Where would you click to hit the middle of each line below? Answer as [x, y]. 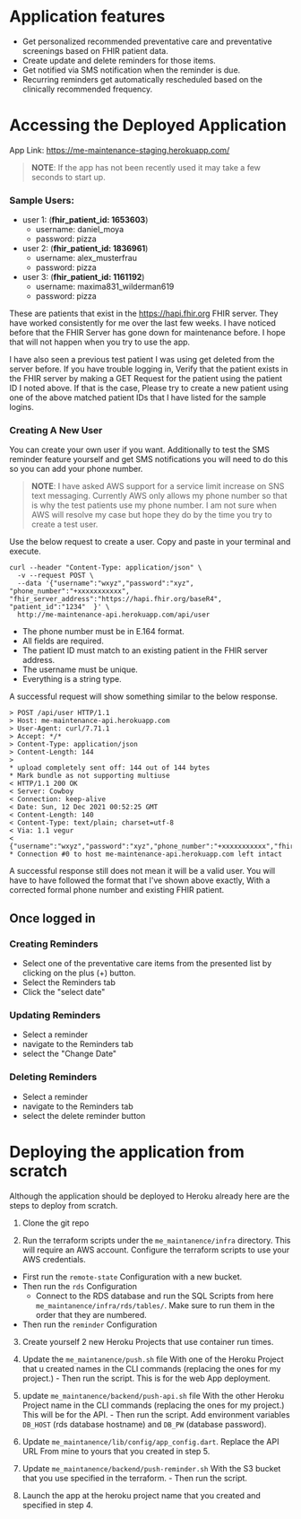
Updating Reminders [55, 1016]
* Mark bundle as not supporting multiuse [90, 776]
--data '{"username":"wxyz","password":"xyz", [106, 584]
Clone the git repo [56, 1223]
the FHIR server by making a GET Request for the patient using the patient [146, 379]
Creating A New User [56, 431]
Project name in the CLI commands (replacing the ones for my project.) [153, 1405]
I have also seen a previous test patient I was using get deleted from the [142, 360]
